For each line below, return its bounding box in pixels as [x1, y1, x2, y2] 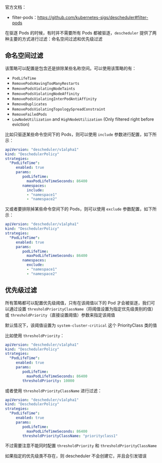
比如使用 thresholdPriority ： [5, 333, 64, 338]
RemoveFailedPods [12, 112, 47, 117]
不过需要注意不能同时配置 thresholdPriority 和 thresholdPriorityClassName [5, 443, 157, 448]
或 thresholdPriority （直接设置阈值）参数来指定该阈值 [5, 312, 115, 318]
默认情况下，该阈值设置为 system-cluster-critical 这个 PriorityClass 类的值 [5, 322, 157, 328]
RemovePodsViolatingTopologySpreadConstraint [12, 107, 105, 112]
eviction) [12, 121, 30, 127]
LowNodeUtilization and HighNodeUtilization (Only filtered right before [12, 116, 154, 122]
